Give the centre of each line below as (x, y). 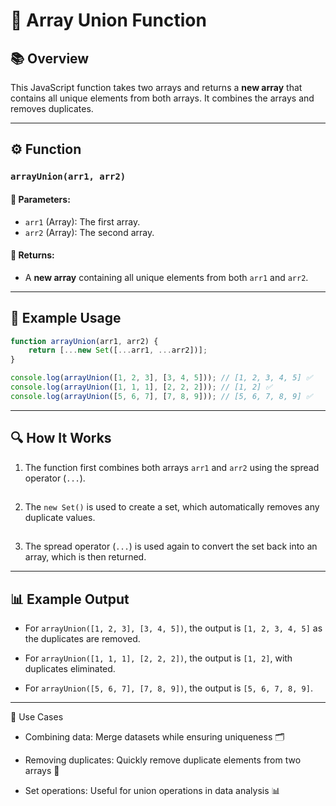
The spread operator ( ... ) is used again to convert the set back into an (171, 546)
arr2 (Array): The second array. (89, 232)
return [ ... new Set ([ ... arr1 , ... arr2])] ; (118, 350)
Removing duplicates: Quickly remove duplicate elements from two (163, 760)
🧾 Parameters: (40, 199)
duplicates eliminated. (70, 669)
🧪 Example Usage (66, 318)
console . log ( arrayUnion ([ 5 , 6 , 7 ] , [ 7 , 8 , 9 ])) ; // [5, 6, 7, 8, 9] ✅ (161, 396)
